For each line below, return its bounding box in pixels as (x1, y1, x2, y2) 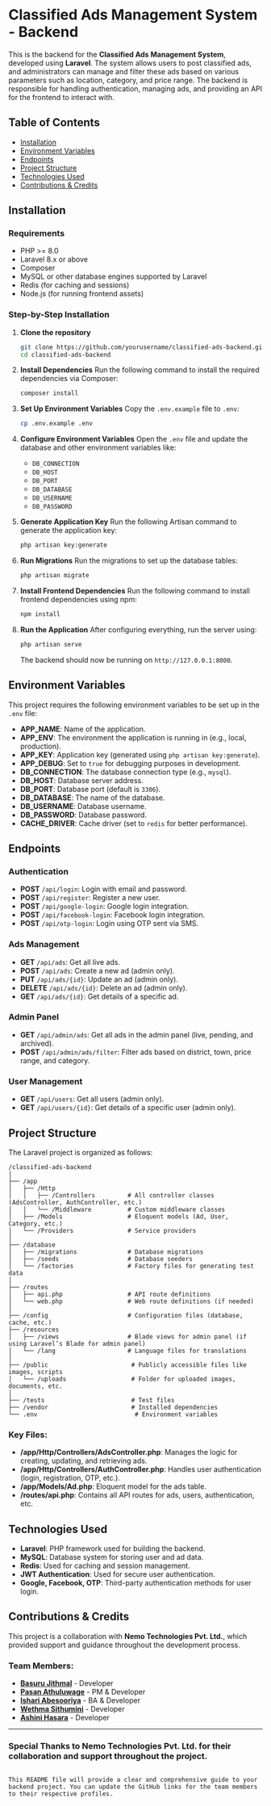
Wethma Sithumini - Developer (19, 1704, 125, 1714)
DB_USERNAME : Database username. (19, 801, 147, 811)
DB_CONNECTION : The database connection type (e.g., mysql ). (19, 767, 231, 777)
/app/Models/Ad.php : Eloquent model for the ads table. (19, 1481, 207, 1491)
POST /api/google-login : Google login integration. (19, 902, 190, 911)
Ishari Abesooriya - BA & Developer (19, 1695, 141, 1705)
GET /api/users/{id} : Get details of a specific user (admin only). (19, 1103, 236, 1113)
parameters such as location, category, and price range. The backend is (8, 75, 248, 85)
